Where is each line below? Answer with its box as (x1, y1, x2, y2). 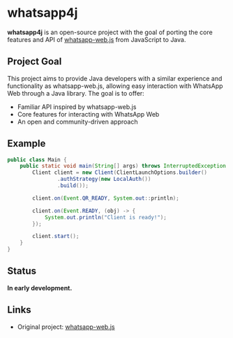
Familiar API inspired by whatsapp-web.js (17, 103, 137, 111)
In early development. (7, 284, 73, 292)
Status (7, 265, 37, 277)
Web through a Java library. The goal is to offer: (7, 89, 144, 97)
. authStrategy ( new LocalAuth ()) (57, 176, 151, 183)
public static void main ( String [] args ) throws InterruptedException (20, 163, 227, 170)
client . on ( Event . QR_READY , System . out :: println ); (32, 194, 179, 202)
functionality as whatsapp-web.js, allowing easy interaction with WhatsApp (7, 82, 223, 90)
